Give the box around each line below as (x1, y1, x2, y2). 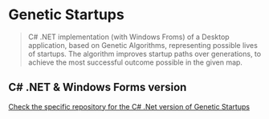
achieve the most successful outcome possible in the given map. (27, 58, 243, 67)
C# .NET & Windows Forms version (8, 81, 187, 94)
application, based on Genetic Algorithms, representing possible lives (27, 40, 259, 50)
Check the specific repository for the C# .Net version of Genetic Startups (8, 101, 251, 111)
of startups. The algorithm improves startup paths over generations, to (27, 49, 262, 58)
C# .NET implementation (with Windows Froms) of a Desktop (27, 32, 230, 42)
